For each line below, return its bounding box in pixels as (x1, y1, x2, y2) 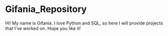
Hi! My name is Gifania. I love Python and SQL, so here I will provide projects (5, 20, 163, 26)
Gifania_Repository (5, 3, 87, 15)
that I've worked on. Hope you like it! (5, 25, 81, 31)
